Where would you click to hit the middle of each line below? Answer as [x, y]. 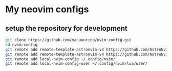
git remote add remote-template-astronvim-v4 [55, 54]
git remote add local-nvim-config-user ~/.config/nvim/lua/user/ [76, 64]
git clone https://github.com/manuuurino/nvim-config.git [68, 40]
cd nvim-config [21, 44]
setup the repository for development [67, 28]
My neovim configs [47, 9]
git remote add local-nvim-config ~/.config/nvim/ [60, 59]
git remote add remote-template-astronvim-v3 [55, 50]
